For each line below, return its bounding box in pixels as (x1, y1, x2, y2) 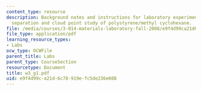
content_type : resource (6, 8, 66, 15)
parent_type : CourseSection (6, 59, 77, 65)
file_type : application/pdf (6, 31, 77, 37)
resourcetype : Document (6, 64, 66, 71)
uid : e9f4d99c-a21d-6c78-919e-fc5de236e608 (6, 75, 117, 81)
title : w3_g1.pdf (6, 70, 50, 76)
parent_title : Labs (6, 53, 55, 59)
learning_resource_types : (6, 37, 71, 43)
